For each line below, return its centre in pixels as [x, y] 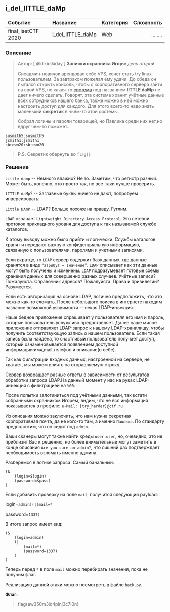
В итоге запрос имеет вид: [34, 524]
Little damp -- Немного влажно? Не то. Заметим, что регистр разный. [81, 178]
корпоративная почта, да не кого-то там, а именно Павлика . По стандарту [85, 421]
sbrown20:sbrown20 [25, 145]
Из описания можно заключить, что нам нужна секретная [68, 416]
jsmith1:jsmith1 [22, 141]
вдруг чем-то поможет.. [44, 127]
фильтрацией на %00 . [53, 386]
